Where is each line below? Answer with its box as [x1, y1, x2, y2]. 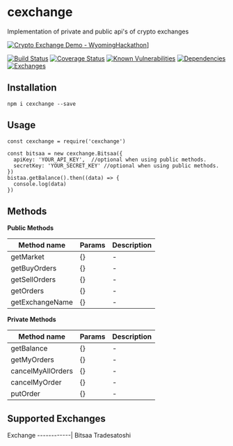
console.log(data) [13, 180, 67, 187]
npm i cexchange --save [7, 100, 77, 107]
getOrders [10, 286, 44, 296]
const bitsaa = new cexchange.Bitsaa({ [7, 150, 123, 157]
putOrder [10, 389, 40, 399]
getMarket [10, 252, 45, 262]
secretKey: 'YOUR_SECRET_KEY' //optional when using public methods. [13, 162, 219, 169]
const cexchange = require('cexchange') [7, 137, 127, 145]
